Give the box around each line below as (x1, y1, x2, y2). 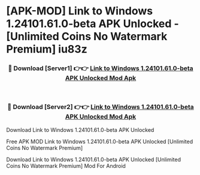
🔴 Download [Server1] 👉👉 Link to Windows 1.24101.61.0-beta (8, 64, 193, 73)
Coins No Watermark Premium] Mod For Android (6, 162, 126, 169)
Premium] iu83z (6, 43, 88, 56)
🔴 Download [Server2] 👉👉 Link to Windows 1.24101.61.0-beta (7, 103, 194, 111)
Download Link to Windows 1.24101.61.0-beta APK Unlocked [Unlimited (6, 156, 181, 163)
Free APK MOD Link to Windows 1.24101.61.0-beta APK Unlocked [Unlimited (6, 138, 193, 145)
